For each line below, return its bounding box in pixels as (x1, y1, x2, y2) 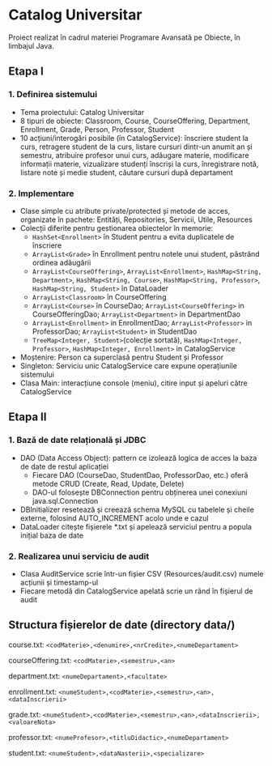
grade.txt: (8, 709, 41, 719)
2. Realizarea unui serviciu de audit (8, 551, 150, 562)
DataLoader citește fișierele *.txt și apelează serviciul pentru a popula (19, 521, 253, 531)
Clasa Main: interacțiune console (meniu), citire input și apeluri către (19, 378, 249, 388)
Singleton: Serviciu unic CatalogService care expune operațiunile (19, 360, 237, 370)
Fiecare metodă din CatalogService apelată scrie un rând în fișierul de (19, 585, 253, 596)
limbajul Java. (8, 40, 54, 50)
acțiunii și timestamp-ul (19, 577, 99, 587)
